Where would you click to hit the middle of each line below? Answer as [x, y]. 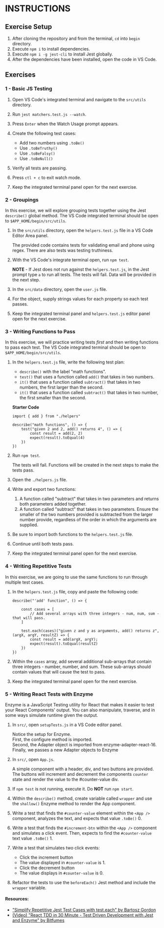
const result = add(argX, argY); [64, 639]
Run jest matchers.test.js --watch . [49, 114]
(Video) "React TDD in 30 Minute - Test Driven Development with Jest [82, 915]
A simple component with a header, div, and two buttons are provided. [83, 769]
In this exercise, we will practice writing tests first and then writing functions [82, 342]
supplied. [29, 525]
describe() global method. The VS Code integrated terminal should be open [82, 215]
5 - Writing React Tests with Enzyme [49, 694]
